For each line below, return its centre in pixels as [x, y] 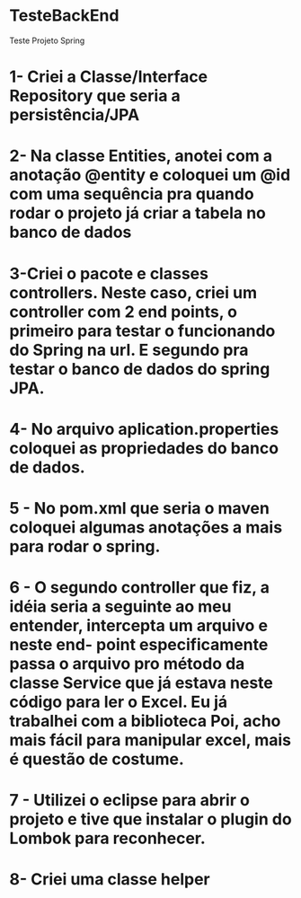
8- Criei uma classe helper [110, 880]
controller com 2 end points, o [124, 312]
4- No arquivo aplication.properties [144, 429]
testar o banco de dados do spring [140, 369]
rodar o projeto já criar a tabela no [138, 213]
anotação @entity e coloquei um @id [150, 175]
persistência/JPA [75, 115]
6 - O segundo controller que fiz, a [139, 588]
